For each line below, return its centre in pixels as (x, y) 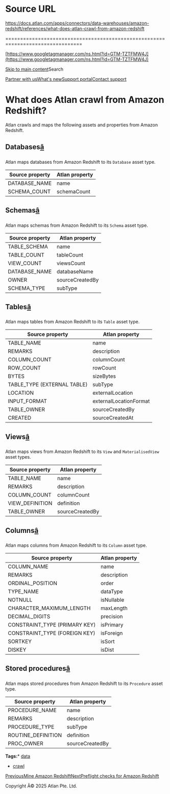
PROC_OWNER (26, 743)
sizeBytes (104, 376)
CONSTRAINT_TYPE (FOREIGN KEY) (52, 633)
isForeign (112, 633)
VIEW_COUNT (25, 263)
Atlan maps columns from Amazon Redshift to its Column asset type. (76, 545)
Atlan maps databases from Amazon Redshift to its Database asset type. (80, 162)
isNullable (112, 599)
